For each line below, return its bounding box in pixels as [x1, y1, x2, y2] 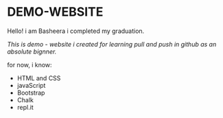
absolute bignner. [7, 47, 57, 56]
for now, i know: [7, 60, 53, 69]
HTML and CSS [16, 73, 61, 82]
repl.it [16, 103, 34, 111]
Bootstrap [16, 88, 45, 97]
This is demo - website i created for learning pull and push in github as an [7, 40, 217, 48]
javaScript [16, 81, 46, 89]
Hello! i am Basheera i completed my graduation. [7, 27, 145, 35]
